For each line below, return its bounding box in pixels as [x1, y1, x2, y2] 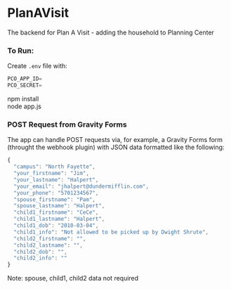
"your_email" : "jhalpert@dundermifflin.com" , [13, 183, 150, 190]
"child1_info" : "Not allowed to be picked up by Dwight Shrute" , [13, 229, 209, 236]
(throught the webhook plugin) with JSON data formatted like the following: [7, 143, 225, 152]
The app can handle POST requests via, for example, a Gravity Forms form [7, 136, 223, 144]
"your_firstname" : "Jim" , [13, 170, 90, 177]
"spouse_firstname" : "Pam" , [13, 195, 96, 203]
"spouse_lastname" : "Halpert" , [13, 203, 105, 210]
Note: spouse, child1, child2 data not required [7, 274, 139, 283]
